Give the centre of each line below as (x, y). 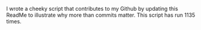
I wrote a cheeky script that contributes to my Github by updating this (92, 9)
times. (14, 21)
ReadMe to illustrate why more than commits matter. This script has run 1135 (101, 15)
